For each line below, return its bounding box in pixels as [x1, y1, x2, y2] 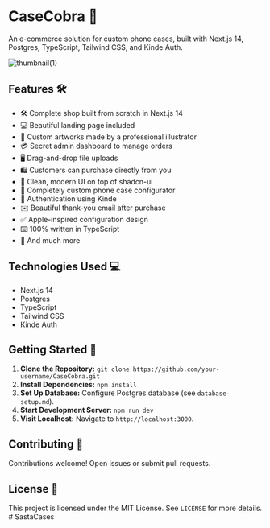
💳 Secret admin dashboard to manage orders [19, 141, 173, 151]
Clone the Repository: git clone [19, 364, 130, 373]
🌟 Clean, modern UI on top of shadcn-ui [19, 176, 153, 186]
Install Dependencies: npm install [19, 380, 137, 390]
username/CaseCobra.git [19, 373, 101, 381]
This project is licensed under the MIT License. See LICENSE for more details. [8, 503, 263, 513]
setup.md [19, 398, 50, 406]
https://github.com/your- [132, 365, 220, 373]
